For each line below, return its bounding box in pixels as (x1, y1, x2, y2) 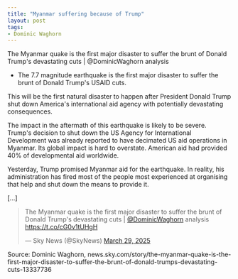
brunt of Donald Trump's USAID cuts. (17, 79, 126, 87)
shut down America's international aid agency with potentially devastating (7, 100, 224, 109)
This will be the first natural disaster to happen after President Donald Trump (7, 92, 232, 101)
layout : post (7, 17, 46, 24)
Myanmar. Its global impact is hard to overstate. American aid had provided (7, 143, 227, 153)
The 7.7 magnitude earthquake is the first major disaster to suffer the (17, 71, 219, 80)
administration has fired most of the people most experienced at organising (7, 173, 228, 181)
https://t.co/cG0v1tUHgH (24, 223, 98, 231)
